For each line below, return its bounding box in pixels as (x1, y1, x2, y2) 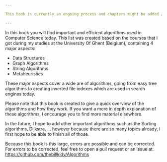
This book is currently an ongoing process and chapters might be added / (5, 11, 164, 16)
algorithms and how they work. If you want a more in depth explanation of (5, 106, 157, 111)
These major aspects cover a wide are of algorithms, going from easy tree (5, 80, 157, 86)
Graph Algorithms (12, 60, 49, 66)
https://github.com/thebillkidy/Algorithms (5, 151, 89, 157)
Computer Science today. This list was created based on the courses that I (5, 35, 158, 41)
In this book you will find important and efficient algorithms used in (5, 29, 142, 35)
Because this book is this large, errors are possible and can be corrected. (5, 141, 156, 147)
